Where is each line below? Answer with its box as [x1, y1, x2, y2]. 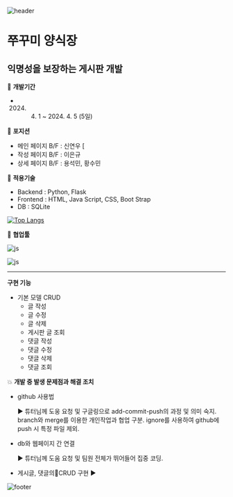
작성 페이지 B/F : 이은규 [17, 150, 81, 158]
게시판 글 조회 [27, 328, 65, 336]
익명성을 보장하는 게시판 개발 [7, 63, 123, 74]
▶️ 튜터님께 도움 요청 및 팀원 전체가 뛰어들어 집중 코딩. [17, 454, 164, 462]
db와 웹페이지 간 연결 [17, 439, 75, 448]
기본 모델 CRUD [17, 293, 61, 302]
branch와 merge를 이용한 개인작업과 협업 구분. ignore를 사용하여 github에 [17, 416, 220, 424]
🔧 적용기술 [7, 174, 36, 182]
